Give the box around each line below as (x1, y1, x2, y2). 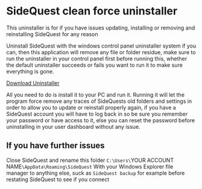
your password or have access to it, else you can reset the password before (6, 116, 195, 124)
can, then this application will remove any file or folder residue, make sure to (6, 48, 196, 55)
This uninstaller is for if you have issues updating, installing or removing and (6, 24, 195, 31)
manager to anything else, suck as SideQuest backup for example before (6, 169, 185, 176)
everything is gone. (6, 67, 54, 75)
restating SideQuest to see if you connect (6, 176, 110, 183)
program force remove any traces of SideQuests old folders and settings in (6, 98, 192, 105)
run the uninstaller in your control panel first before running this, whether (6, 55, 188, 62)
